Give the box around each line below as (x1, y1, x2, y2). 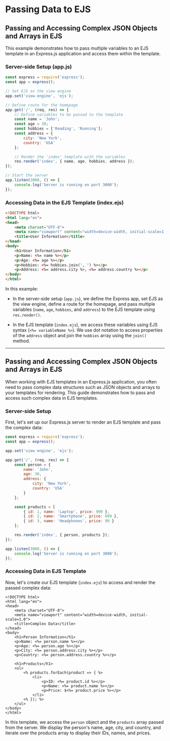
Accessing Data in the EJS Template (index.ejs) (5, 199, 124, 206)
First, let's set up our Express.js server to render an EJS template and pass (5, 419, 161, 425)
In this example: (5, 286, 38, 292)
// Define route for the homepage (5, 103, 78, 108)
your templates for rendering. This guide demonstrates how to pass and (5, 390, 155, 396)
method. (12, 338, 30, 344)
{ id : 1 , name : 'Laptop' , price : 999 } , (23, 509, 110, 514)
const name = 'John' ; (14, 117, 60, 122)
